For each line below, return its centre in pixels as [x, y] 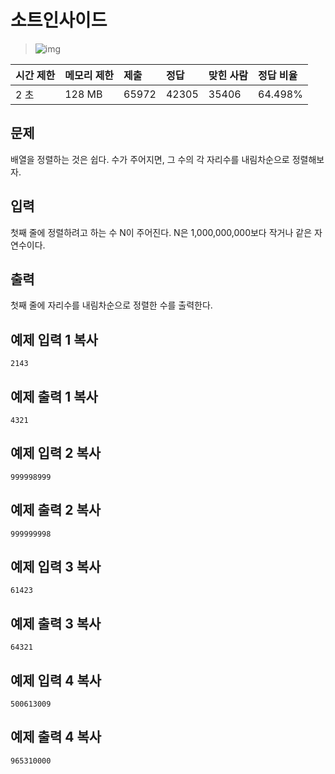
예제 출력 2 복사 [56, 510]
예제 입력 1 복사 [54, 339]
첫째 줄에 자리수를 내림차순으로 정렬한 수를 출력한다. [111, 305]
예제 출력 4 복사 [56, 737]
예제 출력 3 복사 [56, 623]
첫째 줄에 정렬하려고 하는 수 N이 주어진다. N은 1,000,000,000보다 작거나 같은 [161, 232]
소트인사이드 [59, 20]
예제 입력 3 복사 [56, 567]
